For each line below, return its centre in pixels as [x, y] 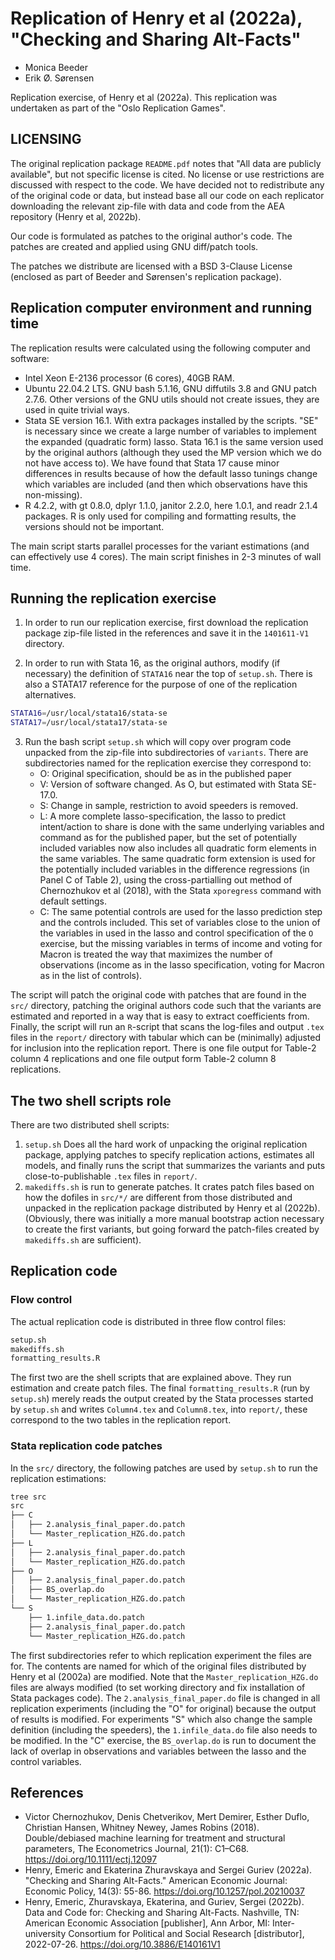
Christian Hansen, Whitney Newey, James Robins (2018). [142, 1828]
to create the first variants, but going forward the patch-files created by [172, 1229]
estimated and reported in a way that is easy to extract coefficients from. [160, 1016]
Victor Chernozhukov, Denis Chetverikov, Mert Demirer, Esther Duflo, [167, 1817]
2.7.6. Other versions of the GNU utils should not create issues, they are [172, 399]
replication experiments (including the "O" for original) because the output [163, 1708]
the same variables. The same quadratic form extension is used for [177, 859]
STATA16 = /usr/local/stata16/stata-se [89, 713]
